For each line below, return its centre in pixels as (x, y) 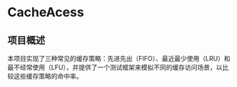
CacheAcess (46, 12)
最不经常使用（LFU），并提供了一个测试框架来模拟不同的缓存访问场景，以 (115, 67)
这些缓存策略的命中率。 (48, 76)
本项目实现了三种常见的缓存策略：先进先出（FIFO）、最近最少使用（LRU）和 (119, 58)
